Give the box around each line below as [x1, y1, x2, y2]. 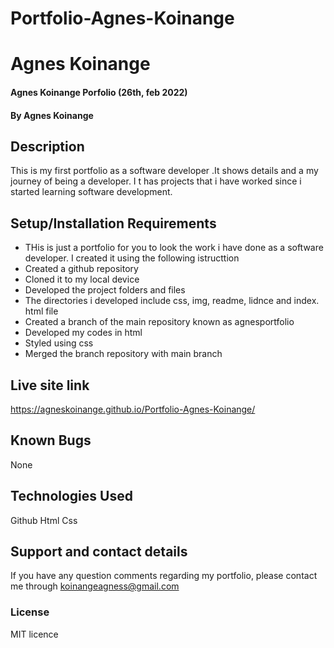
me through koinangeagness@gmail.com [10, 580, 180, 592]
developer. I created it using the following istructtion [24, 252, 240, 264]
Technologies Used [10, 488, 133, 505]
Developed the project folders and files [24, 284, 186, 296]
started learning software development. [10, 186, 173, 198]
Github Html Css [10, 514, 78, 526]
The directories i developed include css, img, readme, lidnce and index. [24, 295, 320, 307]
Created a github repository [24, 263, 139, 275]
